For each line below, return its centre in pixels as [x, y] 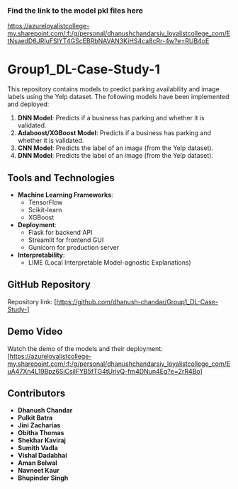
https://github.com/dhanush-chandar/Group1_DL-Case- [137, 301]
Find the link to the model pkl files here [75, 11]
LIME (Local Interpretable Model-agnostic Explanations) [109, 263]
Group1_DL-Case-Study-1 [84, 70]
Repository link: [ [32, 301]
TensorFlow [45, 202]
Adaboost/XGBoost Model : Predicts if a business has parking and [114, 133]
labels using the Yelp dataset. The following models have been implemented [118, 97]
